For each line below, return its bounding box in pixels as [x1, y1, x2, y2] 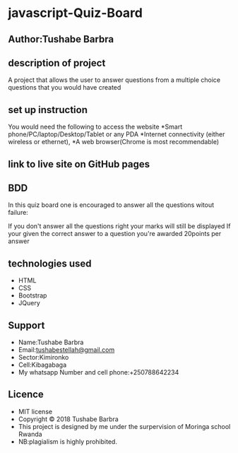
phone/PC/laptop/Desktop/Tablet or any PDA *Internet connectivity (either [8, 130, 225, 139]
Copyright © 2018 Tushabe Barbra [18, 415, 119, 423]
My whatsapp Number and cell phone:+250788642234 [18, 368, 179, 377]
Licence [8, 389, 44, 401]
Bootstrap [18, 291, 47, 300]
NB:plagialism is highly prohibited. [18, 437, 117, 446]
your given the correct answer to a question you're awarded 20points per [8, 230, 222, 238]
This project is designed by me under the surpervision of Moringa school [18, 422, 231, 430]
